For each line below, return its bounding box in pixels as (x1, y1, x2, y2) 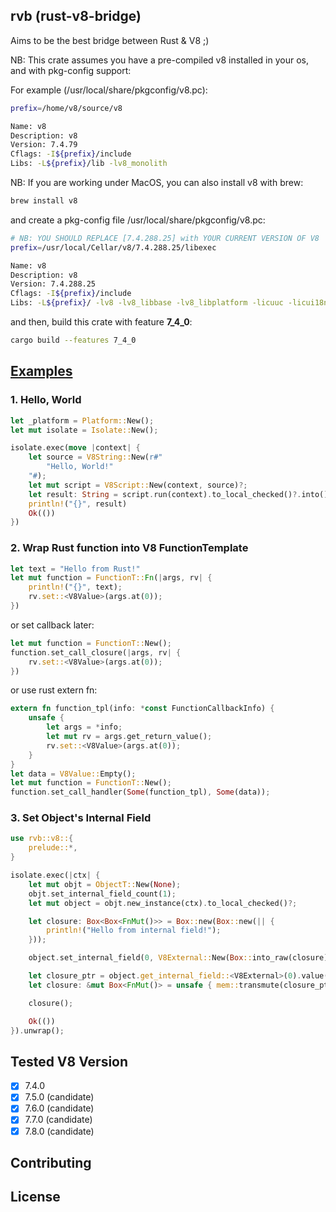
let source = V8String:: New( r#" (28, 452, 163, 463)
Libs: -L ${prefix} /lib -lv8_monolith (10, 159, 168, 169)
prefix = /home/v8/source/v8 (10, 103, 123, 113)
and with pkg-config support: (10, 64, 132, 76)
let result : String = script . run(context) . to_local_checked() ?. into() (28, 489, 329, 499)
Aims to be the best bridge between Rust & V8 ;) (10, 34, 210, 46)
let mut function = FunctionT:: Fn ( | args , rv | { (10, 573, 213, 583)
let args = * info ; (46, 722, 123, 733)
